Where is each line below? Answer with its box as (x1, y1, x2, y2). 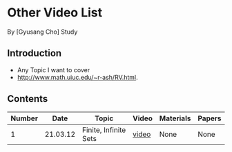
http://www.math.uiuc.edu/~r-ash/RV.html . (17, 73, 138, 81)
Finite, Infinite (81, 125, 126, 135)
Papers (197, 113, 222, 123)
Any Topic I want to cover (17, 65, 90, 74)
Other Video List (7, 5, 103, 21)
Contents (7, 93, 48, 105)
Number (10, 113, 38, 123)
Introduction (7, 47, 62, 59)
